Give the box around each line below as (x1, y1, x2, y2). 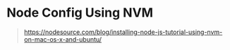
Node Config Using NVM (6, 5, 153, 21)
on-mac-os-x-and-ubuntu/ (23, 35, 102, 43)
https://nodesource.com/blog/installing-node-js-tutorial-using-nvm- (23, 28, 223, 36)
